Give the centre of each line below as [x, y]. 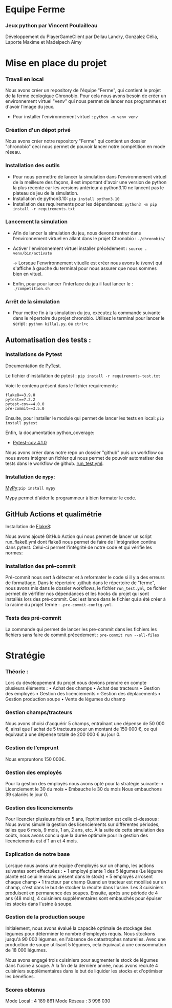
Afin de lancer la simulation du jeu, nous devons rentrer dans [77, 233]
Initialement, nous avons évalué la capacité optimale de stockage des [79, 928]
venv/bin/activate [32, 253]
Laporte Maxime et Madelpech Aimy [44, 42]
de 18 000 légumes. [26, 950]
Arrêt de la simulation [33, 301]
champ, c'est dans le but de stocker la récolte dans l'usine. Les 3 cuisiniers [84, 887]
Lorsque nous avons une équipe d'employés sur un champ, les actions [80, 866]
